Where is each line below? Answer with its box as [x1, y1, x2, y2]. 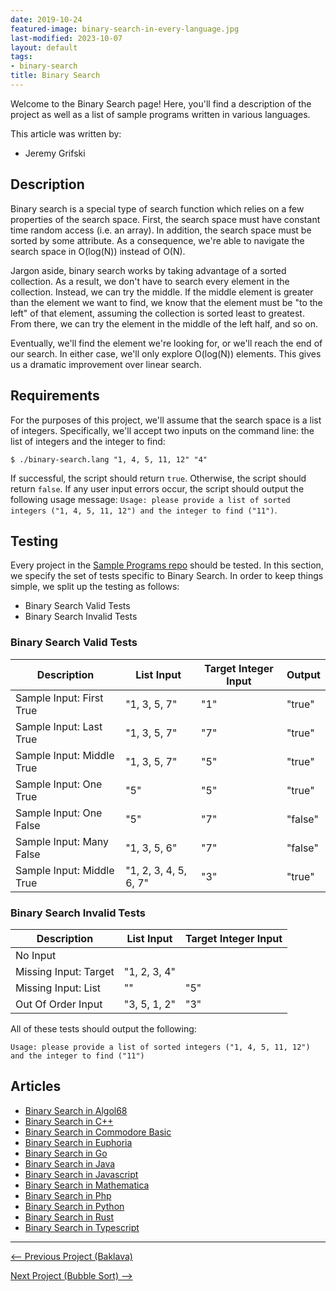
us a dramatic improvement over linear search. [10, 358, 202, 370]
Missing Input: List [15, 981, 102, 995]
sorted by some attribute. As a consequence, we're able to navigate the [10, 234, 305, 246]
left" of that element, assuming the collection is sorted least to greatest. [10, 307, 305, 319]
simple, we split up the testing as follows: [10, 581, 180, 593]
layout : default [10, 42, 78, 53]
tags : [10, 52, 33, 62]
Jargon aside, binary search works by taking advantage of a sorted [10, 264, 287, 276]
